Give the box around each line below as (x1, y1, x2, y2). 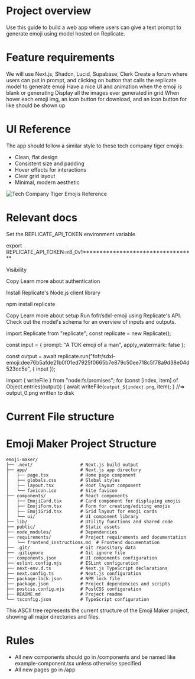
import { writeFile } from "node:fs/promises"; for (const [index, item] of (6, 376, 178, 384)
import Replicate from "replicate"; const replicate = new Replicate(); (6, 330, 171, 337)
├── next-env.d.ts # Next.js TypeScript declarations (6, 565, 168, 571)
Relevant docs (6, 211, 78, 224)
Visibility (6, 266, 27, 273)
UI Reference (6, 123, 71, 136)
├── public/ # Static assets (6, 524, 120, 530)
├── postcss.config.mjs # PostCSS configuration (6, 586, 142, 592)
